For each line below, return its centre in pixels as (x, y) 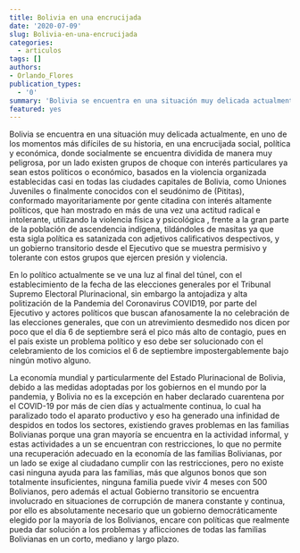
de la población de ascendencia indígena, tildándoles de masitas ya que (142, 230)
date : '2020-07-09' (46, 26)
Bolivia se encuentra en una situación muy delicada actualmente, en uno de (148, 134)
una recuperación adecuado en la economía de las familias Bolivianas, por (146, 454)
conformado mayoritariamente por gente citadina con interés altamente (141, 201)
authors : (25, 68)
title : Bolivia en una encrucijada (75, 17)
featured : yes (36, 109)
